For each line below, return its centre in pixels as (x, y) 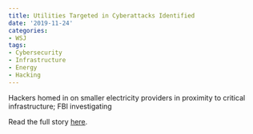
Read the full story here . (48, 121)
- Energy (23, 68)
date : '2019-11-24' (41, 23)
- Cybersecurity (35, 53)
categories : (28, 30)
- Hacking (25, 75)
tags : (17, 45)
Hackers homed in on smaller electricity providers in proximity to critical (127, 97)
